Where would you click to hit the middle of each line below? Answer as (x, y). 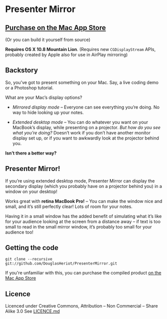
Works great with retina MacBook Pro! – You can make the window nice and (84, 201)
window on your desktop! (31, 191)
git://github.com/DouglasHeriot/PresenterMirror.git (61, 263)
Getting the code (32, 248)
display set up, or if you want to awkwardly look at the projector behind (85, 138)
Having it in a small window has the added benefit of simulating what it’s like (83, 216)
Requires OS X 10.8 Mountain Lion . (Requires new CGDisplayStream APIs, (80, 49)
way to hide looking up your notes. (48, 112)
